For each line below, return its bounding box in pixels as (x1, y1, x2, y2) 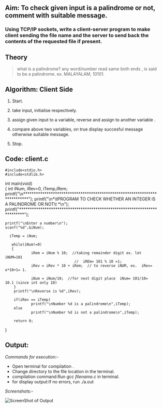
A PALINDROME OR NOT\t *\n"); (5, 201, 69, 207)
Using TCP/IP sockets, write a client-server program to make (5, 26, 151, 33)
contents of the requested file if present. (5, 38, 103, 45)
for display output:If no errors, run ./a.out (12, 378, 94, 385)
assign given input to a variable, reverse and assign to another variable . (12, 116, 156, 123)
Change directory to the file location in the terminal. (12, 368, 115, 374)
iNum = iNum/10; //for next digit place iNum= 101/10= (30, 276, 148, 281)
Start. (12, 98, 23, 104)
